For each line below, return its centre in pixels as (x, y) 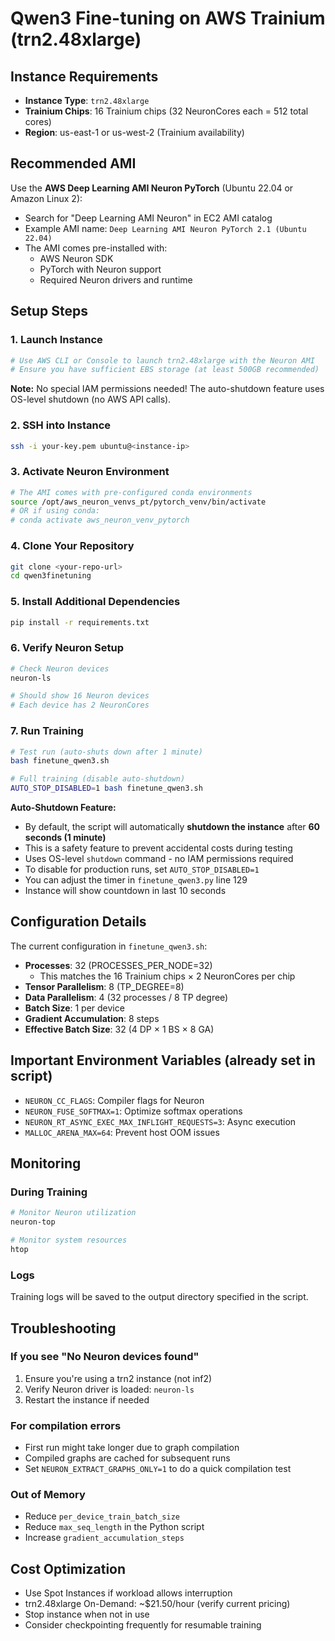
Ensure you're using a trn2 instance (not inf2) (118, 1378)
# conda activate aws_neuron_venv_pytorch (100, 520)
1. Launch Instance (56, 340)
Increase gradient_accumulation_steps (104, 1538)
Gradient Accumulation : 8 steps (92, 1018)
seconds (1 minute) (65, 838)
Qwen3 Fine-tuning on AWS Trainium (168, 18)
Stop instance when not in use (87, 1614)
